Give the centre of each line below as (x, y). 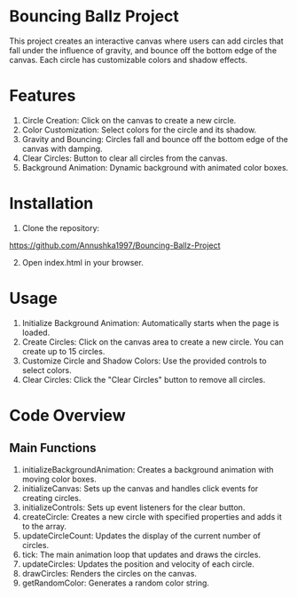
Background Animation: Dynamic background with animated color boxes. (155, 167)
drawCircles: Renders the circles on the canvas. (109, 573)
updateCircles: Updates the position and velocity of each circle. (138, 564)
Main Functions (53, 448)
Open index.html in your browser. (82, 262)
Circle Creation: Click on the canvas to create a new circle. (129, 120)
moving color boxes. (59, 479)
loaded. (36, 332)
